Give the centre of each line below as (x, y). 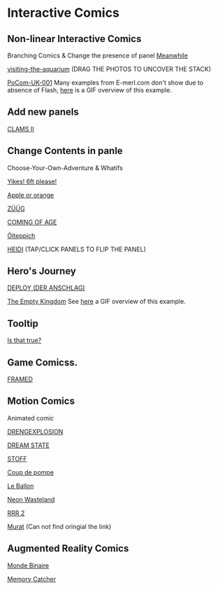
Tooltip (23, 323)
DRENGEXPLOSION (35, 431)
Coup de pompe (31, 472)
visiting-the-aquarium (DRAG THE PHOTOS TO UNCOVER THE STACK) (109, 69)
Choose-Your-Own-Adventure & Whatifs (65, 168)
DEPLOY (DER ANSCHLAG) (46, 288)
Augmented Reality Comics (68, 548)
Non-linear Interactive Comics (74, 39)
